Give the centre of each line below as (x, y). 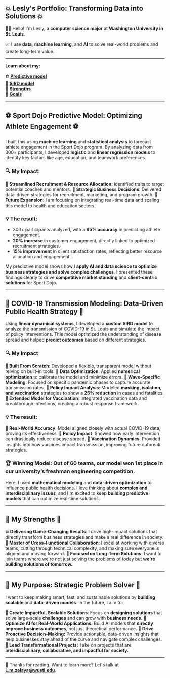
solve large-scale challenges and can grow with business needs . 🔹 (76, 618)
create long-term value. (30, 51)
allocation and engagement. (41, 257)
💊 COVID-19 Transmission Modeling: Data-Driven (84, 303)
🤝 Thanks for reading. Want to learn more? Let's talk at (62, 665)
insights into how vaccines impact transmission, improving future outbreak (83, 444)
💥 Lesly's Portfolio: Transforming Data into (74, 8)
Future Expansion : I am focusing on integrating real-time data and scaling (82, 200)
